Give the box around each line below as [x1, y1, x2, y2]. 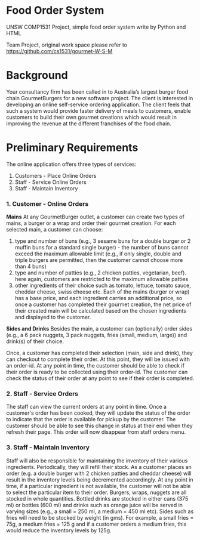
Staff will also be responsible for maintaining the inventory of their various [6, 457, 188, 464]
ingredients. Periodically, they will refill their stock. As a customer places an [6, 463, 192, 470]
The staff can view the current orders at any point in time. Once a [6, 403, 167, 411]
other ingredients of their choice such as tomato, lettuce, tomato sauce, [14, 282, 191, 289]
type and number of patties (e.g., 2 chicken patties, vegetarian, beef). [14, 269, 187, 276]
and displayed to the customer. [14, 314, 91, 321]
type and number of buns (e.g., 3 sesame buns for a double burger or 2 [14, 237, 191, 245]
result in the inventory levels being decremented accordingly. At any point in [6, 476, 193, 483]
